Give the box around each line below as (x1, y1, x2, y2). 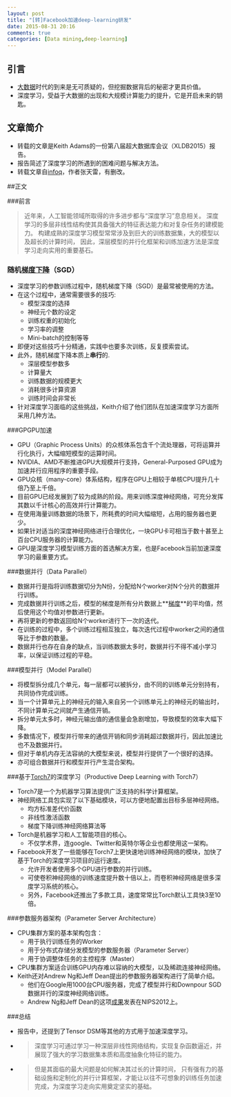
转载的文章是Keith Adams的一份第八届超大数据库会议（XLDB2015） (17, 141, 210, 150)
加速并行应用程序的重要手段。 (17, 466, 102, 475)
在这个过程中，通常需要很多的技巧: (17, 290, 116, 299)
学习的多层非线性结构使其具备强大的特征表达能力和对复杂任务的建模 (23, 220, 218, 228)
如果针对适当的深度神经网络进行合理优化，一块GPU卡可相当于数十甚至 (17, 527, 218, 535)
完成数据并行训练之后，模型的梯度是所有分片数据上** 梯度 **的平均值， (17, 600, 217, 608)
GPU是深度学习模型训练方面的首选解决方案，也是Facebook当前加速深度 (17, 544, 222, 553)
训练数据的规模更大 (27, 377, 83, 385)
